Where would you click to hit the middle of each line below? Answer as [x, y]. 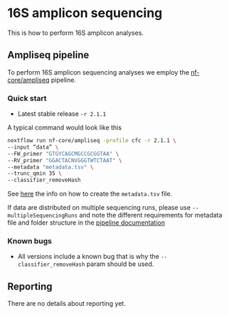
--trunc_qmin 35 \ [34, 173]
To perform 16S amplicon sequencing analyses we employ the [98, 72]
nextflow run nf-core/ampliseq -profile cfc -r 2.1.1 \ [92, 141]
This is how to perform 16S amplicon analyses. [76, 33]
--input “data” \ [33, 147]
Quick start [27, 98]
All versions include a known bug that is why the [89, 257]
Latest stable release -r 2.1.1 [62, 114]
